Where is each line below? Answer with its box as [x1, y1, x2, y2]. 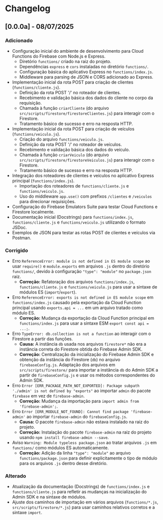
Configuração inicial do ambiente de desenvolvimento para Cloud [12, 48, 144, 54]
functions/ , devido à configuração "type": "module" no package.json [12, 269, 152, 274]
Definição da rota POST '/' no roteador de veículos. [19, 141, 122, 147]
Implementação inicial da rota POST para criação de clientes [12, 79, 134, 85]
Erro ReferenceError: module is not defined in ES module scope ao [12, 258, 150, 264]
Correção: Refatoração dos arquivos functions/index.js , [19, 279, 135, 285]
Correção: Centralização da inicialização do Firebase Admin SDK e [19, 352, 154, 357]
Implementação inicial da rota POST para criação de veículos [12, 125, 135, 132]
